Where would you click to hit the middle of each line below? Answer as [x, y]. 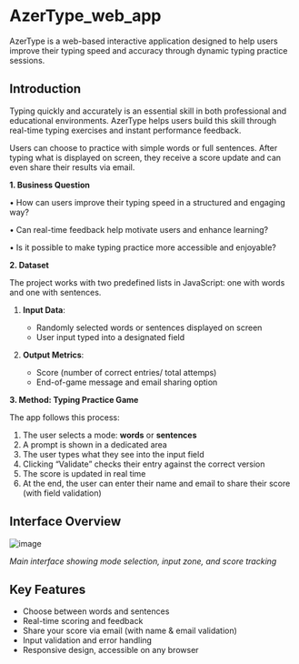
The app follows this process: [65, 417]
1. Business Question [50, 185]
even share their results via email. [72, 167]
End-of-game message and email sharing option [127, 382]
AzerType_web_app [85, 16]
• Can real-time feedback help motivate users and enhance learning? [139, 229]
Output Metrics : [53, 355]
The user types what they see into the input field [113, 454]
